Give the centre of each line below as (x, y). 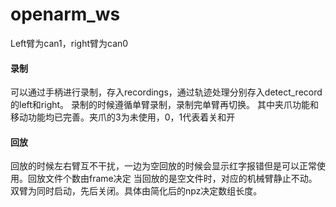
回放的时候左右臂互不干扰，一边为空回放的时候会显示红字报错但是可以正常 (163, 166)
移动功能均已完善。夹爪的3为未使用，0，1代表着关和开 (123, 117)
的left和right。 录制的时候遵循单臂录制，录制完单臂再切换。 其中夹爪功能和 (164, 105)
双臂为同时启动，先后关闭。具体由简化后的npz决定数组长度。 (136, 191)
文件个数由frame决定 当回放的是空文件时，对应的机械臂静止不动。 (181, 179)
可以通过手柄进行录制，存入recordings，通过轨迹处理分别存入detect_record (166, 92)
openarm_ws (65, 14)
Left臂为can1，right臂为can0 (69, 43)
